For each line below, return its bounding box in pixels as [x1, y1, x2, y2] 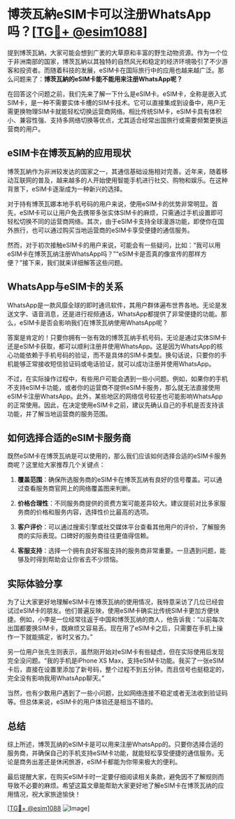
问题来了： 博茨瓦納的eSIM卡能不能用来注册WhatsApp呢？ [13, 74, 183, 83]
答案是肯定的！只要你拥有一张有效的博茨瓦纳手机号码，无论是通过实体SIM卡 [7, 333, 227, 341]
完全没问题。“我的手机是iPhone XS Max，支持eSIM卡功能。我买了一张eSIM [7, 656, 225, 665]
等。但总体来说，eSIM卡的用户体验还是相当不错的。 [7, 698, 157, 706]
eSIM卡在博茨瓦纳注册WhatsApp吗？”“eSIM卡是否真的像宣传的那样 [7, 250, 201, 258]
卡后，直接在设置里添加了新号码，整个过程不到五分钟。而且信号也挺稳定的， [7, 665, 228, 674]
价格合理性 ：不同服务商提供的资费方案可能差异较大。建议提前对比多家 [17, 499, 220, 508]
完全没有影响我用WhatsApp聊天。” [7, 674, 105, 682]
